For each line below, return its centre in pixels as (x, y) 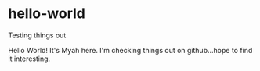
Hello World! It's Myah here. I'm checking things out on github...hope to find (130, 50)
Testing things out (37, 35)
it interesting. (29, 59)
